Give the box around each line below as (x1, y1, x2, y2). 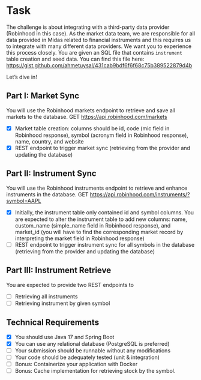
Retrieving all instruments (14, 292, 78, 300)
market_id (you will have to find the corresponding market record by (14, 228, 184, 235)
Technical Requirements (6, 318, 100, 328)
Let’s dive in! (6, 73, 37, 80)
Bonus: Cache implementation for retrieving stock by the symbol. (14, 367, 176, 374)
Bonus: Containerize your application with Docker (14, 360, 138, 367)
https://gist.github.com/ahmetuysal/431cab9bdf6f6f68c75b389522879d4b (6, 61, 193, 69)
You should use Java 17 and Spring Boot (14, 333, 115, 340)
